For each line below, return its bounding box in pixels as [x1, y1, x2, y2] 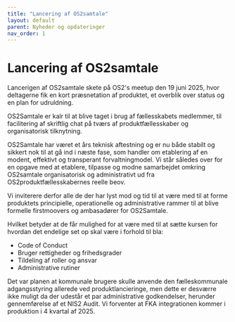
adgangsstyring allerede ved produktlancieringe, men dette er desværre [7, 285, 217, 293]
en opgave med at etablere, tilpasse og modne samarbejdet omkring [7, 163, 206, 172]
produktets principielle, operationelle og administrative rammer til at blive [7, 199, 220, 207]
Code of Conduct [17, 241, 68, 250]
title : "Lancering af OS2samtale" [7, 10, 109, 18]
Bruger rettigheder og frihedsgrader [17, 249, 122, 257]
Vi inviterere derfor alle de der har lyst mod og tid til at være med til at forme [7, 191, 228, 200]
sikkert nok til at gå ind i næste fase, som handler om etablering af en [7, 148, 208, 157]
